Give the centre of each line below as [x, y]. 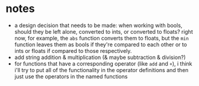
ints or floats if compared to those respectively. [73, 51]
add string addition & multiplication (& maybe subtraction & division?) [100, 57]
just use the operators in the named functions [71, 76]
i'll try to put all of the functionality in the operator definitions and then [101, 70]
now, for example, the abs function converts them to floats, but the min [102, 38]
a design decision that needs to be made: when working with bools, [98, 25]
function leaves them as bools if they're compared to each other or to [101, 45]
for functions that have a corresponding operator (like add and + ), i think [103, 63]
